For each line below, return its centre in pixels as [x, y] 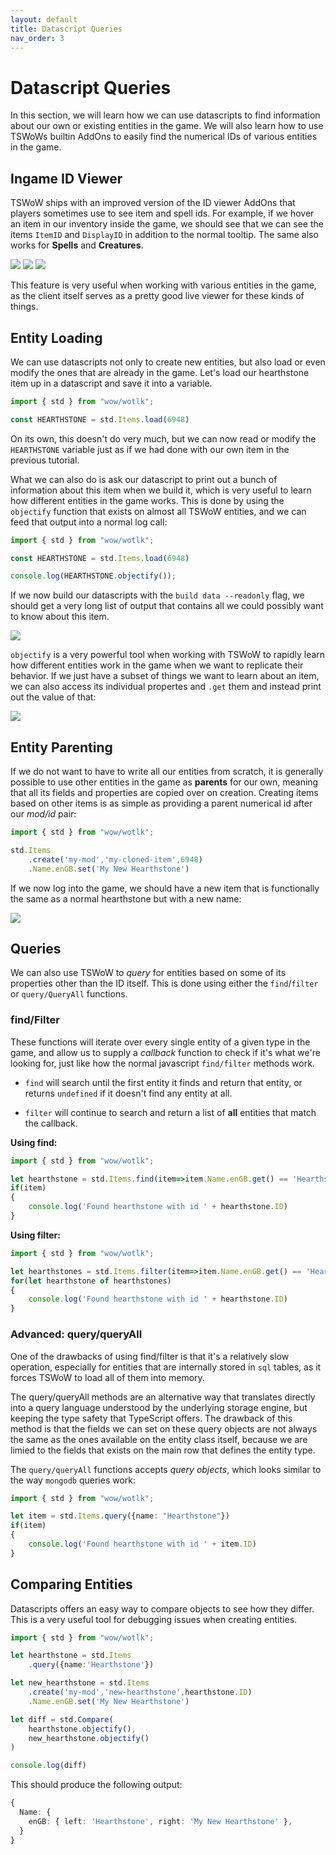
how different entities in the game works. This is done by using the [147, 500]
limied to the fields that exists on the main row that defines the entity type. [163, 1450]
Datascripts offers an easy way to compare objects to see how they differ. [162, 1608]
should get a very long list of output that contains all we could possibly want [167, 606]
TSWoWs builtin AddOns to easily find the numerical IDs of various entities [164, 137]
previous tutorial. [45, 460]
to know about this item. [60, 617]
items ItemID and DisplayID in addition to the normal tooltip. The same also [164, 235]
